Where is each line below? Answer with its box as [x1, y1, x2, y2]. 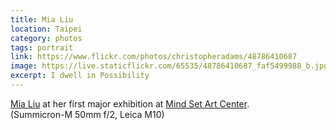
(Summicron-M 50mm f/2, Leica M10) [10, 108, 165, 120]
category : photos [10, 33, 83, 43]
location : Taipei [10, 24, 83, 34]
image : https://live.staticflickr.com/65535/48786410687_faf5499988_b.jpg [10, 61, 329, 71]
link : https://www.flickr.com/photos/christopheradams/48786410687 [10, 52, 298, 62]
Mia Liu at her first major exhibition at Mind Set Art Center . [10, 97, 250, 110]
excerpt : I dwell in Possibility [10, 71, 150, 81]
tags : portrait [10, 42, 74, 53]
